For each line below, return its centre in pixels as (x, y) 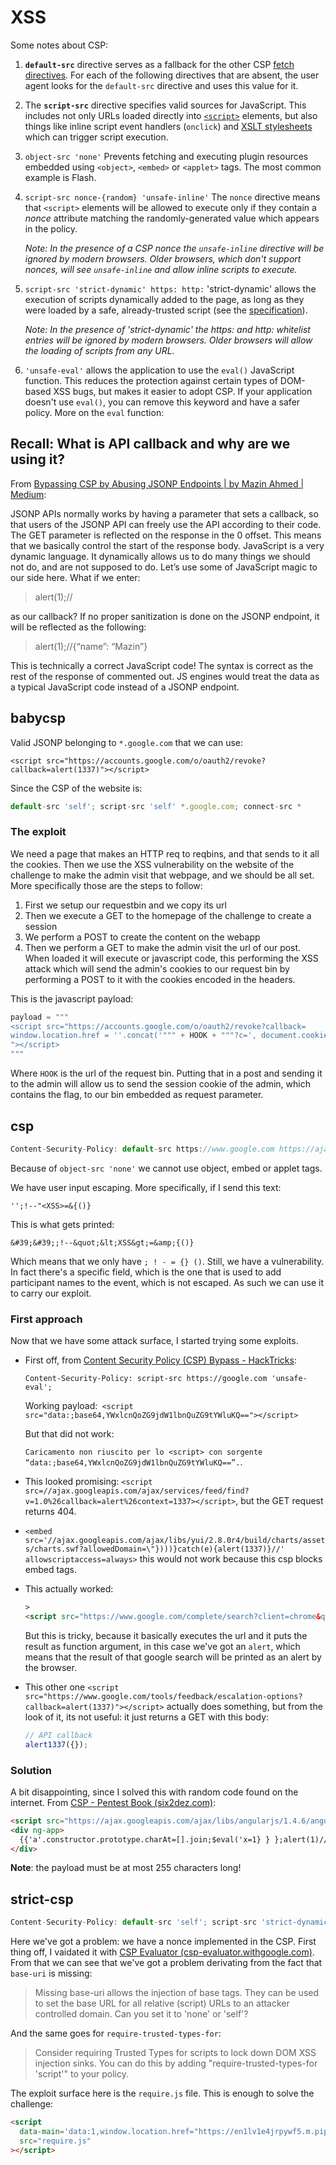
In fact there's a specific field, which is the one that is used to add (146, 1272)
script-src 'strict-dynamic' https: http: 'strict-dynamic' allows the (170, 288)
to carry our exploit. (51, 1293)
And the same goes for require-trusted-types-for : (116, 2033)
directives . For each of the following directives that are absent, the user (172, 75)
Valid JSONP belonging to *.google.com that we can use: (126, 742)
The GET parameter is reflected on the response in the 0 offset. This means (166, 535)
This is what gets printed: (62, 1224)
